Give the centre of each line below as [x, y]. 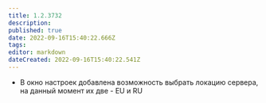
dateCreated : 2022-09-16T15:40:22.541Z [74, 60]
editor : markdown [37, 52]
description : [30, 23]
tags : [17, 45]
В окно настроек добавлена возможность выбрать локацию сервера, [139, 82]
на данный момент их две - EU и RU [81, 90]
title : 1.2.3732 [35, 15]
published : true [35, 30]
